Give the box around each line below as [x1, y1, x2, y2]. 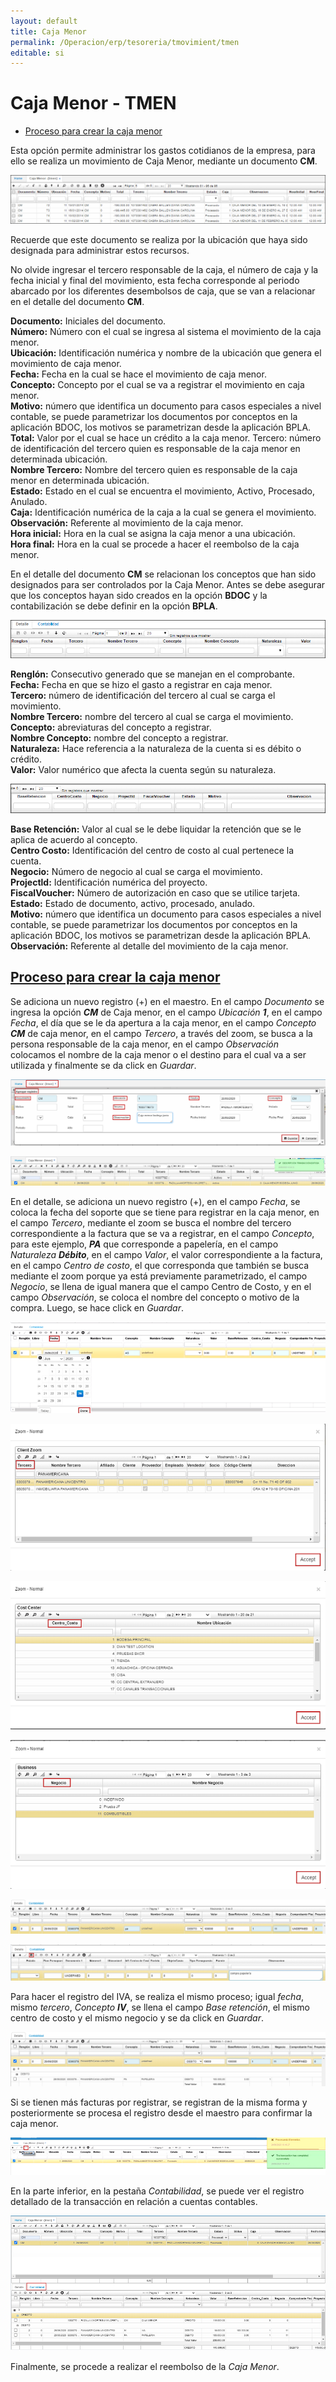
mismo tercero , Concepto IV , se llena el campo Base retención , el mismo [10, 2001, 310, 2013]
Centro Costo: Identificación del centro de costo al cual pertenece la [10, 845, 295, 857]
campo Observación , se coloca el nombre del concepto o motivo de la [10, 1291, 300, 1303]
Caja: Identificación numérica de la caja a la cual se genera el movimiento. [10, 506, 317, 519]
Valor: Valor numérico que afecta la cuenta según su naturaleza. [10, 764, 277, 776]
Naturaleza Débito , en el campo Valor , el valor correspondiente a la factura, [10, 1248, 323, 1260]
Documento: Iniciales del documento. [10, 315, 167, 327]
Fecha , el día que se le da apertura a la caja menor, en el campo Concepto [10, 1016, 317, 1029]
